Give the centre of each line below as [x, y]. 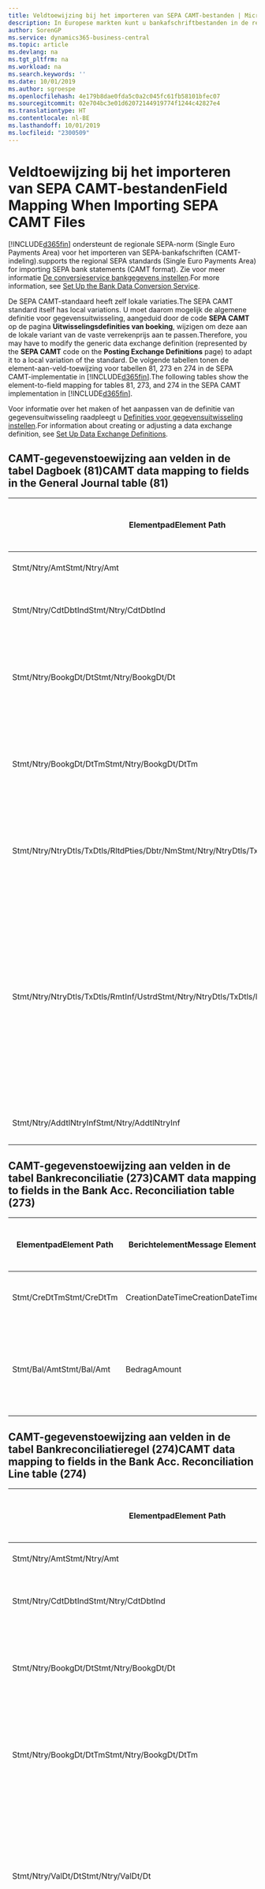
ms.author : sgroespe [42, 89]
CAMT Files [47, 222]
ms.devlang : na [33, 52]
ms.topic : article [38, 45]
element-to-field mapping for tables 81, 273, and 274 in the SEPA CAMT [125, 385]
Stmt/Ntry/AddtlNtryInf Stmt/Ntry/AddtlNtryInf [96, 1123]
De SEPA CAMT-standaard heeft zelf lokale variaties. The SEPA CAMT [121, 301]
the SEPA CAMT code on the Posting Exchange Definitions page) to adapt [130, 351]
